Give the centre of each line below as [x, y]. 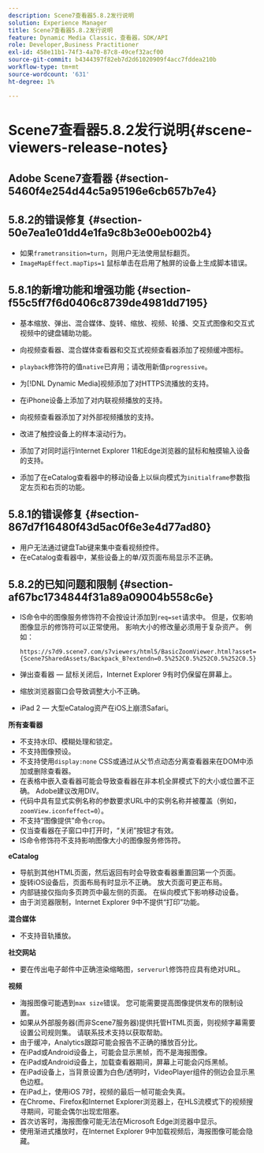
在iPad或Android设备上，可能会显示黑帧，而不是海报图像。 [115, 1053]
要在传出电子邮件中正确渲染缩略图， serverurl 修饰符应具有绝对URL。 [132, 970]
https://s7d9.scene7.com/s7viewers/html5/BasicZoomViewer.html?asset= [138, 652]
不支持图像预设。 [47, 752]
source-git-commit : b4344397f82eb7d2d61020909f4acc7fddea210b [112, 60]
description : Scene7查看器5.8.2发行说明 [71, 15]
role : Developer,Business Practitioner [74, 45]
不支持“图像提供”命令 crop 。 [64, 821]
